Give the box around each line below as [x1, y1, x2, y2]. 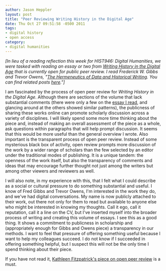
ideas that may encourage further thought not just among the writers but [5, 163, 154, 169]
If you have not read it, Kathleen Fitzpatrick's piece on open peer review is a [5, 256, 161, 262]
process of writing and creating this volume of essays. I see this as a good [5, 214, 157, 220]
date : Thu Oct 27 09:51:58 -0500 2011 [5, 21, 85, 26]
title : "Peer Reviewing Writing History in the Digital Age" [5, 16, 134, 21]
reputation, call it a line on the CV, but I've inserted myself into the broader [5, 209, 157, 215]
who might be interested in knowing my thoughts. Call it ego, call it [5, 204, 141, 210]
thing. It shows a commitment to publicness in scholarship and [5, 220, 133, 226]
